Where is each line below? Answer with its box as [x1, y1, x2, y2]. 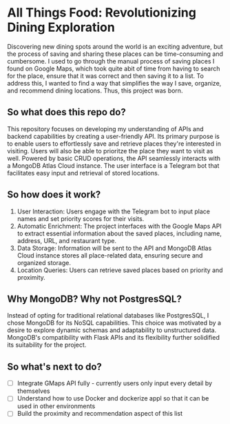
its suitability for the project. [7, 340, 87, 349]
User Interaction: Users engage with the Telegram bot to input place [17, 207, 210, 215]
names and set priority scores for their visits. [17, 214, 145, 222]
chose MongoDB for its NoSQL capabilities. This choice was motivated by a [7, 319, 222, 327]
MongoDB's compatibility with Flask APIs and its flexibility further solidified [7, 334, 220, 342]
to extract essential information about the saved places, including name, [17, 229, 222, 238]
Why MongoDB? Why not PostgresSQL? [7, 293, 182, 305]
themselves [17, 387, 50, 395]
